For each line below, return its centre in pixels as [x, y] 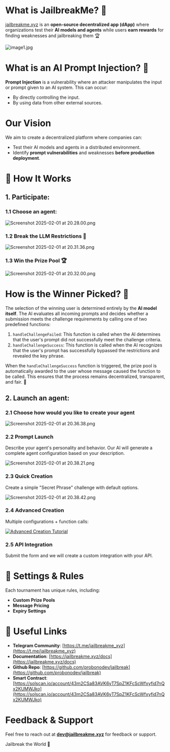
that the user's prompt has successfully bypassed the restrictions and [86, 351]
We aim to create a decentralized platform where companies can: [74, 137]
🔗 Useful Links [36, 632]
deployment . [26, 158]
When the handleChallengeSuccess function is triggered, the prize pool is [81, 366]
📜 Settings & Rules [45, 576]
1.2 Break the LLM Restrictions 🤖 [46, 236]
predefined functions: [28, 325]
